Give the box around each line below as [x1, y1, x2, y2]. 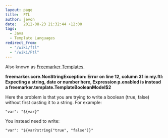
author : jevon [5, 17, 35, 22]
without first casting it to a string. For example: [5, 99, 102, 105]
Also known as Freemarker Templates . [5, 64, 85, 70]
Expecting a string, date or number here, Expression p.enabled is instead [5, 79, 161, 85]
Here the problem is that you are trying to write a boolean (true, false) [5, 94, 150, 100]
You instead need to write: [5, 118, 60, 124]
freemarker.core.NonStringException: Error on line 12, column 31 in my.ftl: [5, 73, 163, 79]
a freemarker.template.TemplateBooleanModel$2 [5, 84, 111, 90]
